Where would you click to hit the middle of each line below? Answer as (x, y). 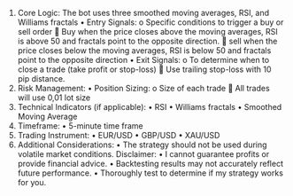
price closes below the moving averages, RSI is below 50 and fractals (144, 51)
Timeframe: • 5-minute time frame (80, 126)
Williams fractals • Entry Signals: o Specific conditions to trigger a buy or (150, 22)
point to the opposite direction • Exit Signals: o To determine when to (143, 60)
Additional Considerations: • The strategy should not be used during (142, 145)
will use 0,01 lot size (54, 98)
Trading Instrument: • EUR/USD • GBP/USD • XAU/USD (119, 135)
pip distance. (41, 78)
